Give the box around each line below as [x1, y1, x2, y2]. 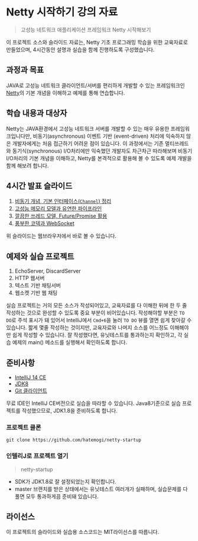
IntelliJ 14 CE [14, 374, 46, 381]
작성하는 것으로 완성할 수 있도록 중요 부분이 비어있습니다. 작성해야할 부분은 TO [6, 309, 185, 316]
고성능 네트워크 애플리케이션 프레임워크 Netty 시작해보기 [20, 26, 151, 33]
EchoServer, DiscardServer [14, 267, 81, 275]
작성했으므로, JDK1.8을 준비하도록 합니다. [21, 407, 118, 414]
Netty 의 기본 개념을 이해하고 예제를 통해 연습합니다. [6, 89, 125, 96]
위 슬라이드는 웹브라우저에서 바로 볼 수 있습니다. [6, 232, 117, 239]
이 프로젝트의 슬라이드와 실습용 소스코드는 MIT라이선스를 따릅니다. [6, 529, 160, 536]
